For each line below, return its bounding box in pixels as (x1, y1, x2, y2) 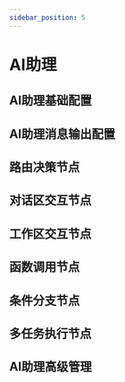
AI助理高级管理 (9, 360, 92, 375)
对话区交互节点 (9, 193, 92, 208)
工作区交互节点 (9, 226, 92, 241)
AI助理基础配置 (9, 93, 92, 109)
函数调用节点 (9, 259, 80, 274)
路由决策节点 (9, 159, 80, 175)
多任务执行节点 (9, 326, 92, 341)
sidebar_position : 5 (9, 13, 87, 22)
